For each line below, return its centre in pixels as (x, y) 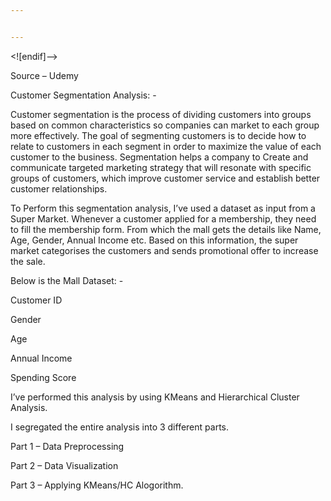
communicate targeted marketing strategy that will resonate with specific (161, 167)
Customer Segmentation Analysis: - (83, 95)
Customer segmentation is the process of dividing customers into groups (161, 114)
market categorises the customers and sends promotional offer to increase (164, 250)
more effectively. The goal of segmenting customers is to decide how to (158, 135)
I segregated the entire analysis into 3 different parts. (119, 427)
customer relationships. (59, 188)
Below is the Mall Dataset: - (67, 280)
